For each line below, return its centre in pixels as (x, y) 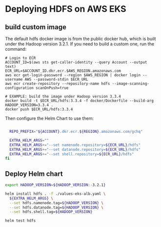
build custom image (36, 27)
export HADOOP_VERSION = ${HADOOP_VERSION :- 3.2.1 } (55, 185)
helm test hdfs (20, 221)
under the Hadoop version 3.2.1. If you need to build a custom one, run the (80, 44)
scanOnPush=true (52, 88)
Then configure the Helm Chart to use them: (50, 118)
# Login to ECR (20, 58)
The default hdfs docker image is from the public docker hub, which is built (80, 39)
